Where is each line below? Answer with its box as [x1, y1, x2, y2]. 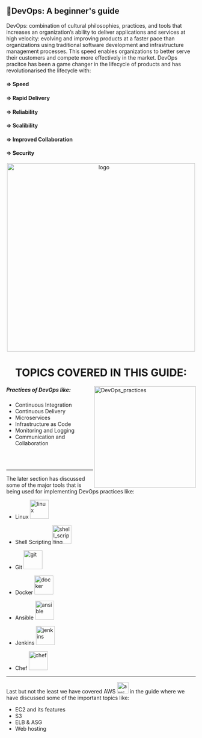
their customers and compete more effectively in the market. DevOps [6, 54, 178, 61]
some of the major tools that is [6, 481, 82, 489]
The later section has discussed [6, 475, 85, 483]
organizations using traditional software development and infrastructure [6, 41, 185, 48]
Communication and [14, 433, 66, 440]
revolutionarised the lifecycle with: [6, 67, 91, 74]
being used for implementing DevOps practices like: [6, 488, 135, 495]
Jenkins [14, 639, 35, 646]
